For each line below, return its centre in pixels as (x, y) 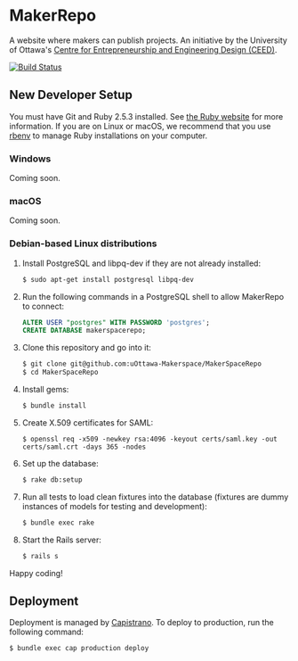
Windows (30, 159)
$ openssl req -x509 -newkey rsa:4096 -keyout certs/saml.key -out (149, 439)
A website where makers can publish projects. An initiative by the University (148, 40)
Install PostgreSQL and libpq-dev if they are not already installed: (141, 263)
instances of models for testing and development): (114, 506)
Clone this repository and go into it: (86, 348)
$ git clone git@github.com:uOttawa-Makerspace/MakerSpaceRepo (142, 364)
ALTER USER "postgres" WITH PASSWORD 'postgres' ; (116, 322)
